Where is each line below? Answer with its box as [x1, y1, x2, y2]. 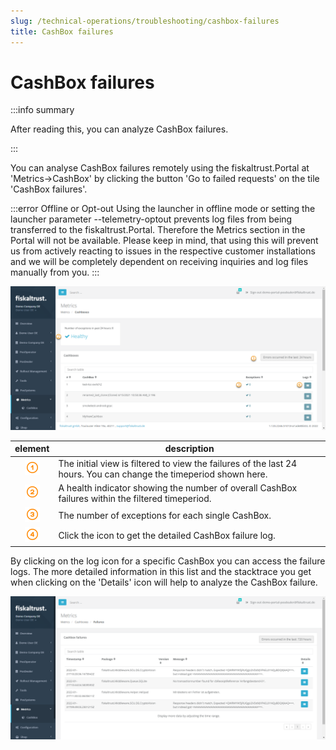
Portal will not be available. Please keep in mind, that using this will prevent [10, 235, 319, 247]
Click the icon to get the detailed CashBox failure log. [58, 530, 276, 542]
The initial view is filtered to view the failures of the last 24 [58, 457, 298, 469]
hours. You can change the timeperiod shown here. [58, 468, 268, 480]
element [14, 443, 50, 455]
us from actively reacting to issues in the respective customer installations [10, 245, 316, 257]
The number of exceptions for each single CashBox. [58, 510, 272, 522]
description [164, 443, 215, 455]
